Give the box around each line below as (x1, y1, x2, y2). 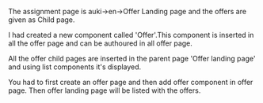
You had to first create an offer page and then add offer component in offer (8, 78, 253, 86)
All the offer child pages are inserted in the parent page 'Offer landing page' (8, 54, 256, 63)
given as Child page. (8, 15, 75, 24)
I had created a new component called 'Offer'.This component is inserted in (8, 31, 254, 39)
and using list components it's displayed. (8, 62, 142, 72)
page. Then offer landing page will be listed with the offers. (8, 86, 201, 95)
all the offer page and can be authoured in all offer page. (8, 39, 192, 48)
